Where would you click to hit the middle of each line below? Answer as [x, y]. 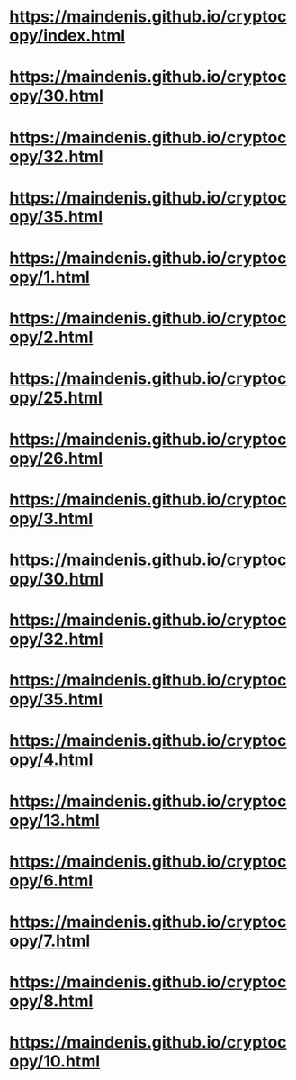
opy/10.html [55, 1062]
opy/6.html [51, 880]
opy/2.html [51, 337]
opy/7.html [50, 941]
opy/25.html [56, 398]
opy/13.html [55, 820]
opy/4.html [51, 760]
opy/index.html [67, 36]
